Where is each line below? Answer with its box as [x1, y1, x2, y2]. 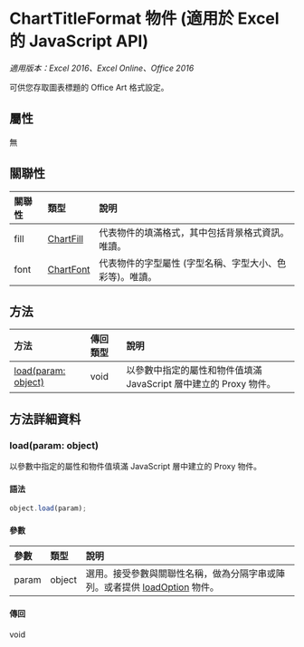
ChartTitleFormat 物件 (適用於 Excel [9, 8, 280, 29]
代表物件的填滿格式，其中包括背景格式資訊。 [99, 226, 290, 238]
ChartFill [47, 232, 84, 245]
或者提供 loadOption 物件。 [103, 581, 220, 594]
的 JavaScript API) [9, 31, 149, 52]
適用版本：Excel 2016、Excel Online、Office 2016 [9, 63, 195, 73]
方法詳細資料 [9, 411, 81, 427]
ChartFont [47, 263, 90, 275]
